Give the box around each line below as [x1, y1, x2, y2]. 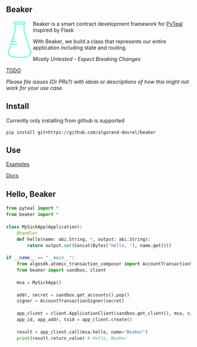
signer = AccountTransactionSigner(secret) [16, 298, 125, 304]
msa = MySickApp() [16, 280, 62, 285]
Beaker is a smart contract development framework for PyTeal [33, 20, 183, 27]
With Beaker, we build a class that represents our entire [33, 38, 167, 45]
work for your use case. [6, 84, 64, 91]
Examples [6, 161, 30, 168]
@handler [16, 230, 38, 236]
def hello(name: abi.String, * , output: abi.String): [16, 236, 151, 242]
